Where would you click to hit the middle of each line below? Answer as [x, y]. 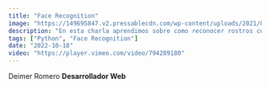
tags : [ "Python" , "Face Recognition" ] [73, 38]
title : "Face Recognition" [53, 16]
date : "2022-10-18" [41, 46]
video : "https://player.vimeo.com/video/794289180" [96, 53]
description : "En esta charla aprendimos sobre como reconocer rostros [131, 31]
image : [19, 23]
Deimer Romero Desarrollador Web [67, 76]
